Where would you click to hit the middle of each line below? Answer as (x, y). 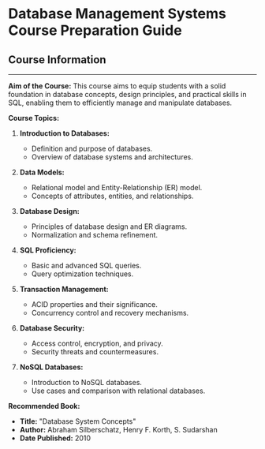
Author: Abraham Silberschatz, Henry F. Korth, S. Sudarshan (119, 430)
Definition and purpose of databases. (92, 148)
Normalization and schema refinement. (95, 235)
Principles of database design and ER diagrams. (109, 226)
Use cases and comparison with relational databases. (118, 391)
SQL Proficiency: (48, 250)
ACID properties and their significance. (94, 304)
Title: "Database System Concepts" (78, 421)
